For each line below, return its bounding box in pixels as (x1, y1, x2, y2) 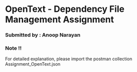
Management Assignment (5, 14, 114, 25)
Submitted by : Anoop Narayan (5, 32, 81, 38)
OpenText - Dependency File (5, 3, 125, 15)
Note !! (5, 45, 22, 52)
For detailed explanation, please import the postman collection (5, 56, 133, 62)
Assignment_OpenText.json (5, 61, 61, 67)
